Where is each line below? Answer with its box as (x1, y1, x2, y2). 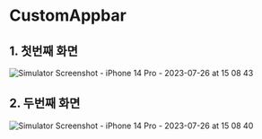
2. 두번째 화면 (9, 96, 81, 111)
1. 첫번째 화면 (9, 43, 78, 58)
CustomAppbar (9, 5, 127, 26)
